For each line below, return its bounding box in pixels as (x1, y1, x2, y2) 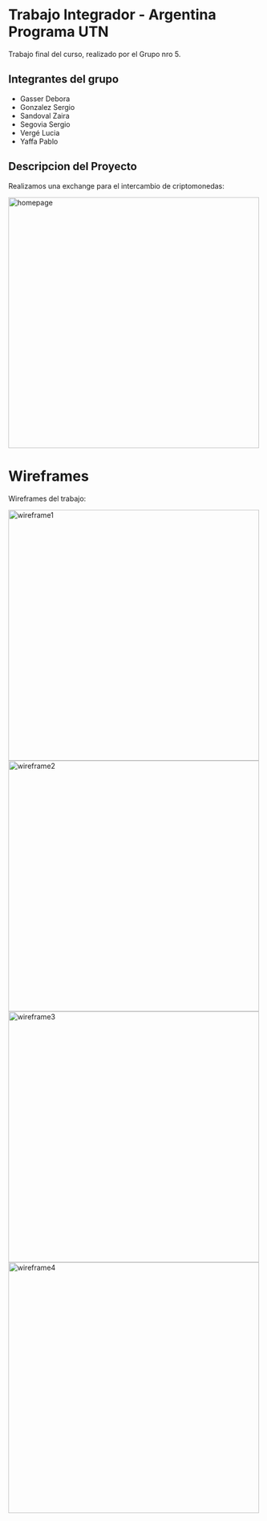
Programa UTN (8, 22, 109, 41)
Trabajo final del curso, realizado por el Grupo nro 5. (8, 49, 181, 59)
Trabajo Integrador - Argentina (8, 6, 216, 24)
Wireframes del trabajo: (8, 494, 87, 503)
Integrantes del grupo (8, 72, 119, 86)
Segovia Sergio (19, 119, 71, 129)
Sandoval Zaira (19, 111, 70, 120)
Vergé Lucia (19, 128, 60, 137)
